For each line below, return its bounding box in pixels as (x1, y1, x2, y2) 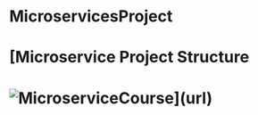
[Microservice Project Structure (9, 47, 250, 68)
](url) (173, 87, 212, 108)
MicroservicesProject (9, 6, 173, 27)
